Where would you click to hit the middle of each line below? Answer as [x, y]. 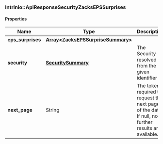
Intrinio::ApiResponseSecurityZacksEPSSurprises [65, 7]
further [145, 122]
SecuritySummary [67, 63]
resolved [147, 60]
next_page [20, 110]
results [145, 128]
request [145, 98]
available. [147, 134]
